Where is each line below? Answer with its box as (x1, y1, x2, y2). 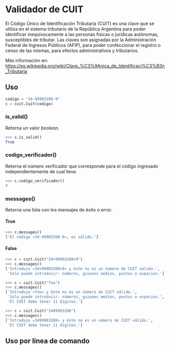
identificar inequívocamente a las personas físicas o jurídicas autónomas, (5, 31, 159, 37)
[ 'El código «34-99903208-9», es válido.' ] (5, 234, 99, 239)
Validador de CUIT (5, 4, 84, 15)
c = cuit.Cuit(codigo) (5, 101, 53, 106)
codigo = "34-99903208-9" (5, 96, 60, 101)
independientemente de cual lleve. (5, 168, 78, 174)
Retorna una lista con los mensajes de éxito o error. (5, 206, 113, 212)
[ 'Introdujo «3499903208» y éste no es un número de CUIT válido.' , (5, 317, 153, 323)
